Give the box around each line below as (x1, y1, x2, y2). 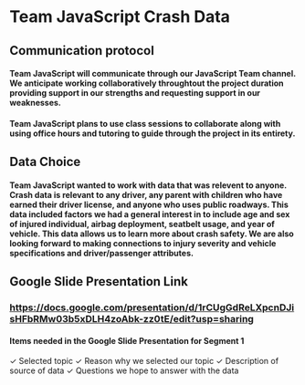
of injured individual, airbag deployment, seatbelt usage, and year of (9, 218, 276, 229)
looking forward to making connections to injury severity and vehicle (9, 237, 277, 248)
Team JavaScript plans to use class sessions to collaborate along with (9, 118, 281, 129)
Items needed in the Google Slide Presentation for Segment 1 (9, 335, 245, 346)
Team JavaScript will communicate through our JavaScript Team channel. (9, 68, 297, 79)
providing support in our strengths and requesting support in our (9, 88, 261, 99)
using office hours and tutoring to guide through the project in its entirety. (9, 128, 296, 139)
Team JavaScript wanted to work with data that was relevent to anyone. (9, 180, 288, 191)
